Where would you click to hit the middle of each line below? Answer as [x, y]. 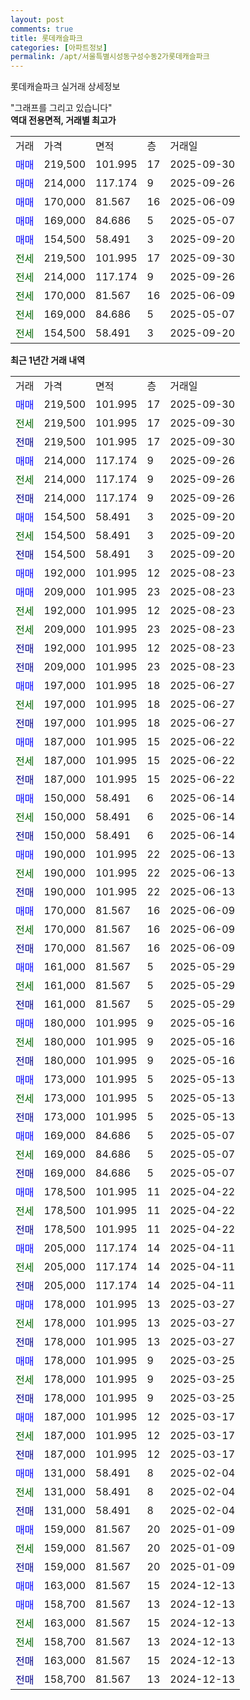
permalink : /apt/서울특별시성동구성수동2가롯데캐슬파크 [110, 57]
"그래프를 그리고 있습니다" [61, 108]
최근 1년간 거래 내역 [48, 360]
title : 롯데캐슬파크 [46, 38]
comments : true [42, 29]
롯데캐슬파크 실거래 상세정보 [65, 87]
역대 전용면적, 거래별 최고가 [63, 120]
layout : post [37, 19]
